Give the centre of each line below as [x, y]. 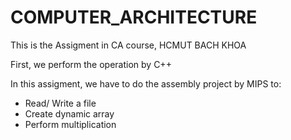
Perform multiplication [70, 124]
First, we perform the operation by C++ [91, 64]
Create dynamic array [69, 113]
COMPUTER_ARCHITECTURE [134, 17]
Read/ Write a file [60, 103]
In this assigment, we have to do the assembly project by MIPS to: [146, 83]
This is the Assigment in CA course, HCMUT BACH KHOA [128, 45]
